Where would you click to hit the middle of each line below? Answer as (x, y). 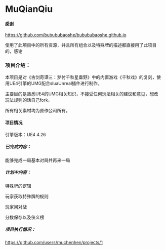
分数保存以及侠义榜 (25, 217)
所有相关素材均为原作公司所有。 (38, 110)
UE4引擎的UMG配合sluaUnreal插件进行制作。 (56, 83)
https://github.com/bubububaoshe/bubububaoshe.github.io (66, 35)
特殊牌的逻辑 (18, 186)
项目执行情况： (20, 229)
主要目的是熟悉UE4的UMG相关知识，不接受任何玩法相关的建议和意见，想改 (82, 94)
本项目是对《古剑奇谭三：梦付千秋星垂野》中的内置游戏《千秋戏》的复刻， (81, 77)
